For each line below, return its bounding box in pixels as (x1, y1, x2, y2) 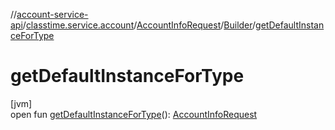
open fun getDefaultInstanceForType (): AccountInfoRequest (10, 108, 258, 120)
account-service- (16, 9, 89, 20)
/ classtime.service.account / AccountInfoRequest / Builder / (22, 19, 257, 31)
